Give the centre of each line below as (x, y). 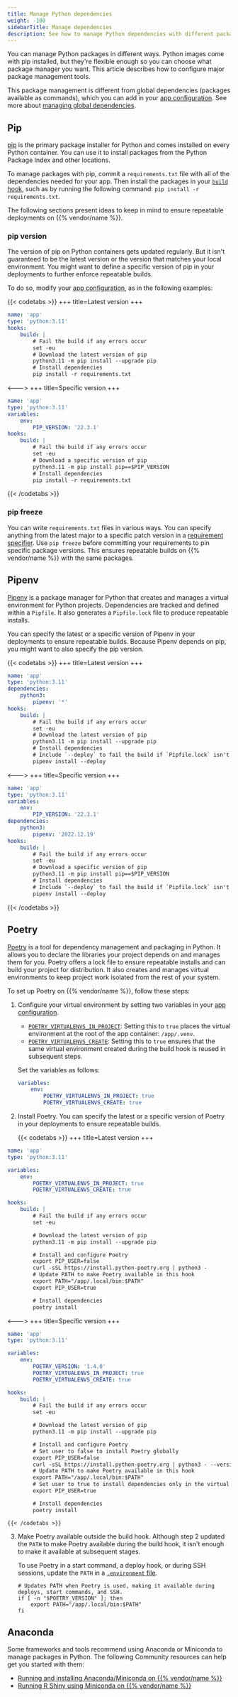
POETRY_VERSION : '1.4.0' (69, 1367)
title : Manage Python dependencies (60, 14)
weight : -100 (27, 21)
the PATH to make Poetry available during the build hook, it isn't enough (121, 1544)
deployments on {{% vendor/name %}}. (65, 218)
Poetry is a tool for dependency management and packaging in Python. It (114, 947)
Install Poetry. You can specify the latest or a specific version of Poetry (121, 1116)
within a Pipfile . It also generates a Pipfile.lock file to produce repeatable (118, 613)
